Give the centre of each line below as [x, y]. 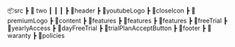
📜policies [51, 35]
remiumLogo [28, 21]
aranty [19, 35]
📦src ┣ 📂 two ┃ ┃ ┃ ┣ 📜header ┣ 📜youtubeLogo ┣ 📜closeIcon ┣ [98, 11]
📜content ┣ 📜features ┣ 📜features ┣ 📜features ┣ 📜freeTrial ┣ [141, 21]
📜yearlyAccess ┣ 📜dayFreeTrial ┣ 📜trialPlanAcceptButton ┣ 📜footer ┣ [107, 28]
